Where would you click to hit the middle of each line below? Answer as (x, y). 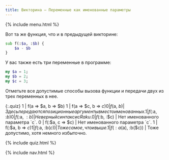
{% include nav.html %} (30, 152)
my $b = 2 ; (17, 76)
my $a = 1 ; (17, 72)
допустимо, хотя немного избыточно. (46, 133)
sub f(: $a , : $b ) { (25, 44)
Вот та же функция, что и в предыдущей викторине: (62, 34)
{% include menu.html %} (32, 24)
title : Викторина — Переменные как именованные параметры (68, 10)
